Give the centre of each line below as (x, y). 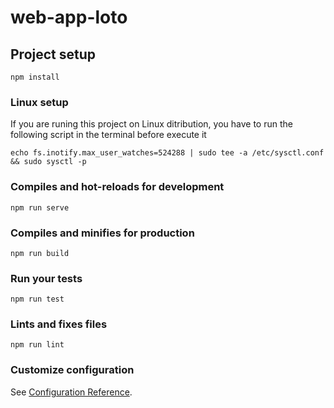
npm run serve (40, 207)
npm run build (40, 253)
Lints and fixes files (59, 324)
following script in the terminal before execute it (108, 135)
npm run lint (37, 345)
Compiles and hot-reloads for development (117, 187)
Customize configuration (72, 370)
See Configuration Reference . (71, 392)
